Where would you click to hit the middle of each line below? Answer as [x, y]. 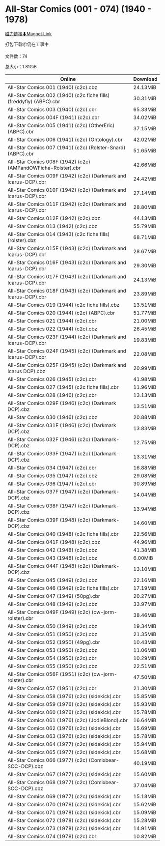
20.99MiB [145, 368]
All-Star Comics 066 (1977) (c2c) [47, 760]
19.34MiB [145, 626]
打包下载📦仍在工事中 [27, 44]
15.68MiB [145, 752]
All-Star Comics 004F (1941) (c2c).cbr [54, 117]
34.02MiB [145, 117]
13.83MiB [145, 428]
